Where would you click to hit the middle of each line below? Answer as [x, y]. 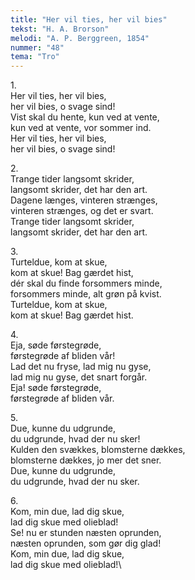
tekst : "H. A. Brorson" [60, 29]
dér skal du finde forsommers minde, [86, 283]
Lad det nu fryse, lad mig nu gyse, [81, 367]
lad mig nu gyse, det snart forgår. [79, 377]
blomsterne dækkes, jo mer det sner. [86, 460]
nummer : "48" [37, 47]
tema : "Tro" [35, 57]
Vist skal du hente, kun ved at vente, [85, 117]
